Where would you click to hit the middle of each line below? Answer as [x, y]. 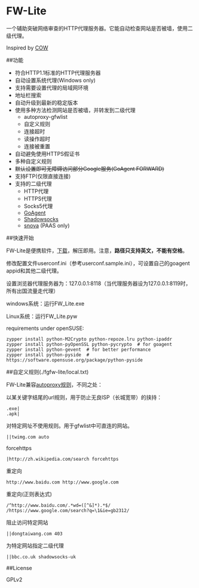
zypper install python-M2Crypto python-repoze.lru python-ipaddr [89, 339]
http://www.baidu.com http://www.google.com [62, 482]
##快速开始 [20, 238]
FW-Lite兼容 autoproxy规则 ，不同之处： [54, 384]
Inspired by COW [27, 48]
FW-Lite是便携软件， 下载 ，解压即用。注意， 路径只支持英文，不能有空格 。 [97, 250]
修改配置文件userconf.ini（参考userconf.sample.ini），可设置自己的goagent [98, 263]
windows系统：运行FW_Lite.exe [45, 304]
